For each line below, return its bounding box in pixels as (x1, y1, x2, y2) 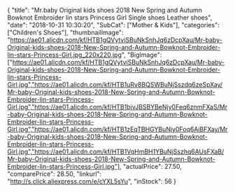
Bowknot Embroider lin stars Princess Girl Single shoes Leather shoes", (7, 13, 213, 22)
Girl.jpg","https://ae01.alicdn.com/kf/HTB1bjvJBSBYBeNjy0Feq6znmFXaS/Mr (7, 103, 228, 111)
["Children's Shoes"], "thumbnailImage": (7, 28, 124, 36)
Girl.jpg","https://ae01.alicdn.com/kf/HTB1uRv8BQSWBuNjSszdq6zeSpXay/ (7, 81, 223, 88)
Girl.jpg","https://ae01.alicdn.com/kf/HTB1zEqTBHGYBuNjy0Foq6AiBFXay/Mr (7, 125, 228, 133)
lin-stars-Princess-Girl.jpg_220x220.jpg (7, 50, 122, 59)
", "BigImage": (121, 50, 162, 59)
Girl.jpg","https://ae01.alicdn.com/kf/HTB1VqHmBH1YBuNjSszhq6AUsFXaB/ (7, 147, 225, 156)
